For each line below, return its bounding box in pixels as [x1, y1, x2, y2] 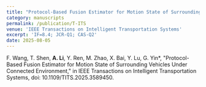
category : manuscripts [6, 15, 64, 21]
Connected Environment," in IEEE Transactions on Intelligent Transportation [6, 67, 197, 74]
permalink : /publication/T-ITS [6, 20, 86, 26]
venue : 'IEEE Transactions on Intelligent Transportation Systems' [6, 26, 183, 32]
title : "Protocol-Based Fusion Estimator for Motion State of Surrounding [6, 9, 202, 15]
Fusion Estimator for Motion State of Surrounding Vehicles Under [23, 61, 188, 68]
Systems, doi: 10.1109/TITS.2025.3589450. [6, 74, 115, 81]
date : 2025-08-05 [6, 37, 51, 43]
